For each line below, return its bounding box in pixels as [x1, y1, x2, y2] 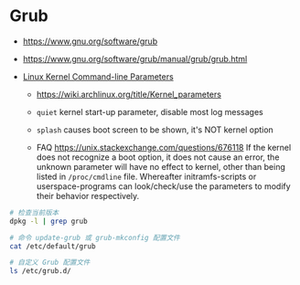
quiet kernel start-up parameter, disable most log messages [36, 106, 263, 117]
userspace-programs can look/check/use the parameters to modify [36, 180, 291, 192]
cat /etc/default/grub [9, 241, 96, 251]
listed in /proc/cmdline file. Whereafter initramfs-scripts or [36, 171, 257, 182]
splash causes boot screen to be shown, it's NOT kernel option [36, 124, 274, 135]
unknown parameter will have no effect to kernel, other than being [36, 161, 286, 172]
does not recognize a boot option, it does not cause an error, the [36, 152, 280, 163]
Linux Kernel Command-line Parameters [22, 70, 174, 82]
